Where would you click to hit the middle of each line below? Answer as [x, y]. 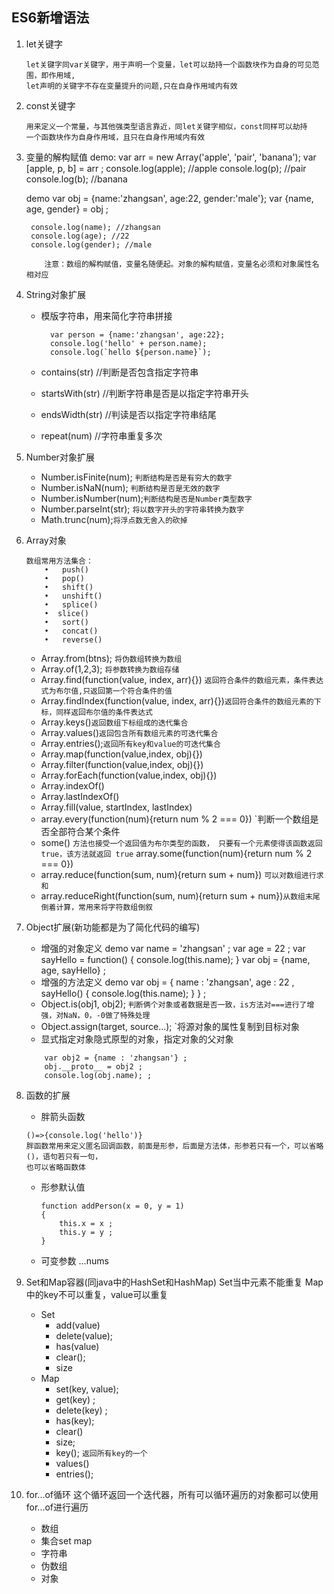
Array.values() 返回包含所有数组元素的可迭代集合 [129, 732]
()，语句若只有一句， [64, 1156]
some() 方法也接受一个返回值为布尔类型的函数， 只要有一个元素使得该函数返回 [181, 842]
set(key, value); [87, 1389]
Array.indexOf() [72, 785]
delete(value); [84, 1335]
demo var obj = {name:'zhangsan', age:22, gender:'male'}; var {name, [169, 198]
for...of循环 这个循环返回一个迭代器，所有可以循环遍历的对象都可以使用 [172, 1494]
